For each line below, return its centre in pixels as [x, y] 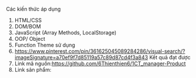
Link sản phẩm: [33, 70]
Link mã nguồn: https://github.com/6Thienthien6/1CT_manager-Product [100, 63]
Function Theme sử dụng [45, 45]
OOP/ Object [30, 39]
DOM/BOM [27, 26]
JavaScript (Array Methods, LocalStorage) [66, 33]
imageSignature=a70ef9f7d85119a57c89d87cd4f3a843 [81, 57]
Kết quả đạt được [170, 57]
